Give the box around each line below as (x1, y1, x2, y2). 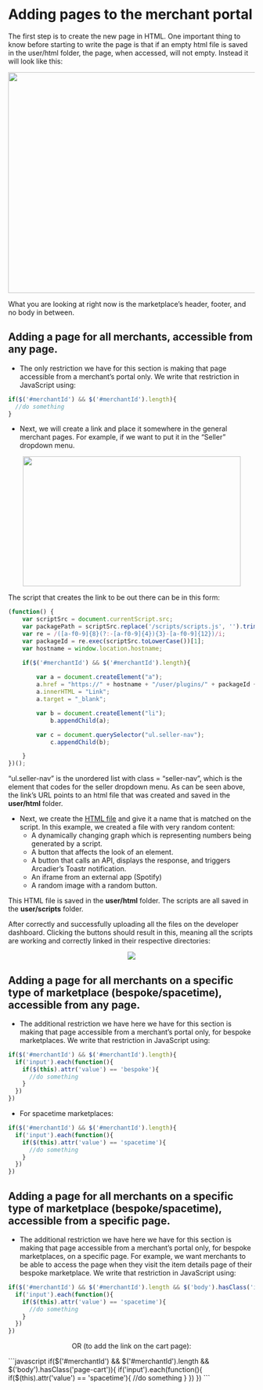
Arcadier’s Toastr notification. (31, 864, 127, 874)
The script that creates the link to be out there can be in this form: (8, 593, 221, 602)
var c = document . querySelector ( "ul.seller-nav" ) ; (36, 731, 205, 739)
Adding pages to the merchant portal (8, 5, 253, 24)
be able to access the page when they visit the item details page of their (19, 1260, 253, 1269)
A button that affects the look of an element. (31, 848, 174, 857)
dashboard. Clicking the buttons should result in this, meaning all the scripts (8, 928, 253, 937)
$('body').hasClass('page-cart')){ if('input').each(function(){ (8, 1365, 203, 1374)
